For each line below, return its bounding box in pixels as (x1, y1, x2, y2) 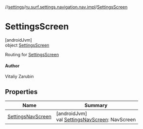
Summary (84, 102, 108, 109)
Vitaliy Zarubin (5, 74, 34, 80)
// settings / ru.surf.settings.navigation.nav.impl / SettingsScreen (5, 4, 127, 10)
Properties (5, 87, 38, 96)
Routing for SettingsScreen (5, 51, 59, 57)
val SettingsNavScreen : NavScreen (56, 116, 136, 123)
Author (5, 63, 20, 68)
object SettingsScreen (5, 42, 49, 48)
